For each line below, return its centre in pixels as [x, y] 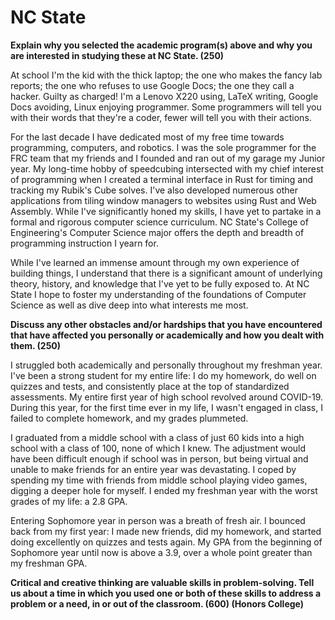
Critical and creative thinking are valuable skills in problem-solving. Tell [162, 582]
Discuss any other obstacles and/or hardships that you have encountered [166, 324]
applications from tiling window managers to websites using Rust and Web [163, 200]
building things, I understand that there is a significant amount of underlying [166, 273]
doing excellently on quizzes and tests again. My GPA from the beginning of [166, 542]
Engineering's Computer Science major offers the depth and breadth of [157, 232]
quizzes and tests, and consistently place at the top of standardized [150, 386]
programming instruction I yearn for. [84, 243]
